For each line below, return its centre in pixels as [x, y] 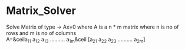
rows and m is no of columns [41, 33]
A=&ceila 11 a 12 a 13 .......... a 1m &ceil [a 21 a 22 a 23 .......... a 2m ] [76, 40]
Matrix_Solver [41, 11]
